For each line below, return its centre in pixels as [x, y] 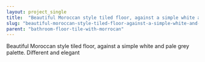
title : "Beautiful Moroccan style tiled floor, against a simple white [101, 18]
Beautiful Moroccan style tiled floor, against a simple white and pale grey [98, 46]
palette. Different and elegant [43, 53]
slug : [13, 23]
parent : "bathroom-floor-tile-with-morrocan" [65, 29]
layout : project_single [37, 12]
